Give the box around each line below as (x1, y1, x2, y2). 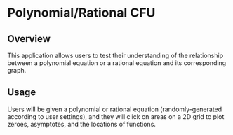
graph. (7, 66, 27, 74)
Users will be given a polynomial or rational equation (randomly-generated (7, 105, 222, 113)
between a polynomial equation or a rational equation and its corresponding (7, 59, 227, 67)
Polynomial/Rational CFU (7, 5, 156, 21)
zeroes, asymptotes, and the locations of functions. (7, 120, 157, 128)
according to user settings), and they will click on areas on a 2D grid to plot (7, 112, 225, 120)
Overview (7, 33, 51, 45)
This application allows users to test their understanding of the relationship (7, 51, 223, 59)
